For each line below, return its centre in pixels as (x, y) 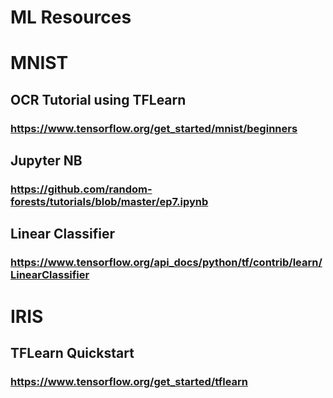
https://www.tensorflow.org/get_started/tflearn (129, 381)
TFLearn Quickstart (72, 352)
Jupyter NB (46, 161)
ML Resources (71, 17)
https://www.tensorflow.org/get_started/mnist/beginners (154, 128)
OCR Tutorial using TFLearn (98, 99)
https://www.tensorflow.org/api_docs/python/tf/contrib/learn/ (166, 263)
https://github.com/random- (81, 189)
